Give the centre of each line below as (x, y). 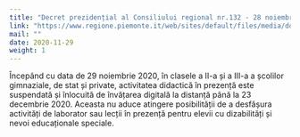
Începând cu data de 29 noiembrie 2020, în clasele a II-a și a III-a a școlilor (146, 76)
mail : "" (25, 34)
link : (19, 26)
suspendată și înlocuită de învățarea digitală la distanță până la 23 (130, 95)
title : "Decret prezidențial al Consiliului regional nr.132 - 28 (135, 17)
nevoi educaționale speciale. (62, 123)
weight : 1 (28, 51)
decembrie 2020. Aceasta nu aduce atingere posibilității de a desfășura (141, 104)
